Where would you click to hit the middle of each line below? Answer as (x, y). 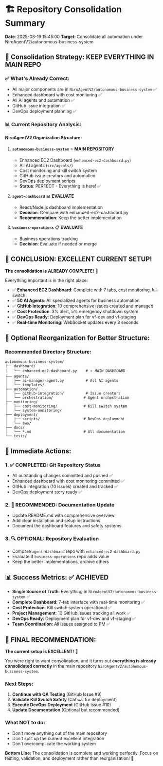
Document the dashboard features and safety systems (67, 526)
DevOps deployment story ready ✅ (47, 492)
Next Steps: (19, 684)
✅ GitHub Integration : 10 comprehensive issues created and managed (83, 306)
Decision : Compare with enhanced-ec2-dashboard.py (74, 212)
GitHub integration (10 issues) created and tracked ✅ (65, 486)
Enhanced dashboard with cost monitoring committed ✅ (68, 481)
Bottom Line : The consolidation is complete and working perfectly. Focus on (82, 753)
